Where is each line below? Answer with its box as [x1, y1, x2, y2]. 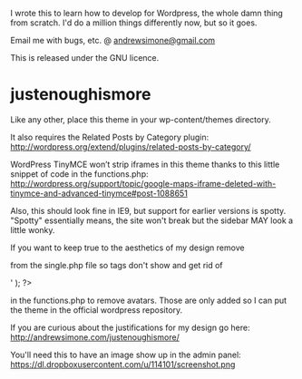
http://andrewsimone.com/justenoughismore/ [10, 331, 180, 343]
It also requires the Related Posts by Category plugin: [10, 131, 209, 142]
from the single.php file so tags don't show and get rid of [10, 259, 223, 270]
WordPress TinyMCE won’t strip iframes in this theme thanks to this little [10, 159, 280, 170]
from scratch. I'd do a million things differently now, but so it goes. [10, 17, 258, 28]
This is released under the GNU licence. [10, 53, 160, 63]
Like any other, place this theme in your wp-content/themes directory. [10, 113, 271, 125]
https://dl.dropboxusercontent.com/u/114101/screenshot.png [10, 358, 236, 370]
